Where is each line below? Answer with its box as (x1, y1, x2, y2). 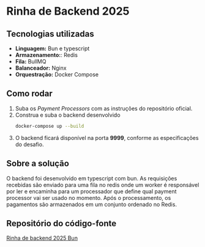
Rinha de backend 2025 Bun (6, 234, 78, 242)
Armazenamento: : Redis (15, 51, 78, 59)
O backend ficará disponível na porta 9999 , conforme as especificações (15, 134, 199, 141)
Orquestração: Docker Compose (15, 71, 99, 78)
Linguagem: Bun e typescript (15, 45, 90, 52)
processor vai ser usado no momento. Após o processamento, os (6, 194, 171, 201)
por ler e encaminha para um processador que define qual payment (6, 188, 177, 195)
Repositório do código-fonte (6, 218, 117, 229)
